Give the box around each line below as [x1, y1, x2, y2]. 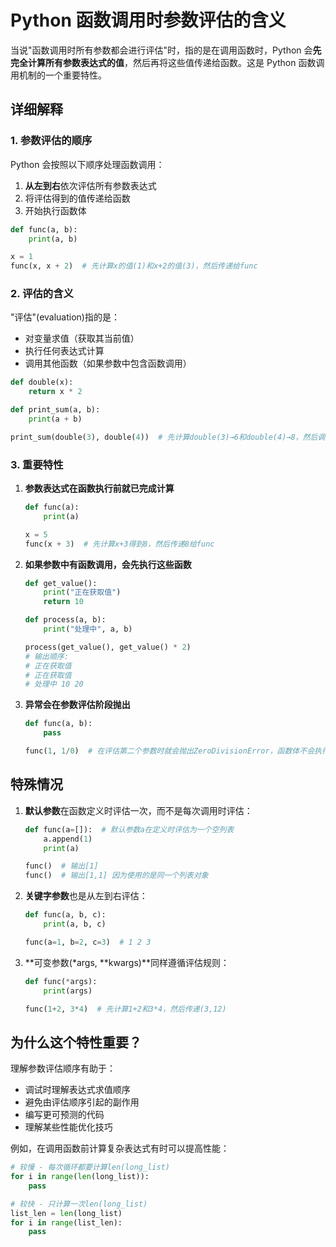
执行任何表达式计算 [24, 345, 105, 357]
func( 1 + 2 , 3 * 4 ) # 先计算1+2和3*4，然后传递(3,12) [24, 1004, 227, 1014]
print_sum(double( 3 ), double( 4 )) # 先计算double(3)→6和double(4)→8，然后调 [10, 432, 326, 442]
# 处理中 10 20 [24, 679, 84, 690]
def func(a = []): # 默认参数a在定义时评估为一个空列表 [24, 824, 235, 835]
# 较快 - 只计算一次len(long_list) [10, 1199, 148, 1209]
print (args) [43, 986, 93, 996]
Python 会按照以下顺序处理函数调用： [10, 158, 165, 170]
